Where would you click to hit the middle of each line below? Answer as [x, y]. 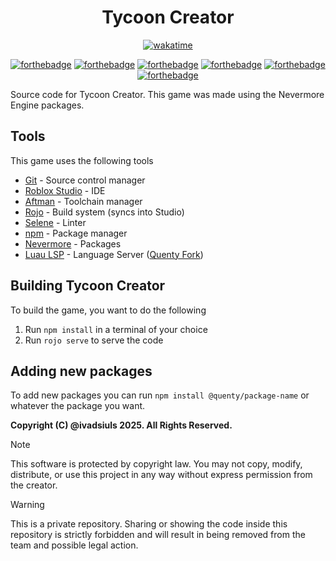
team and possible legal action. [74, 545]
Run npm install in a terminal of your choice [116, 329]
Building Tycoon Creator [88, 286]
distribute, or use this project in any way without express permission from [161, 475]
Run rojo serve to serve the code [94, 340]
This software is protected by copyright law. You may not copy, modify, [156, 464]
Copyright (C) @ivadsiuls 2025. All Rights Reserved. [121, 425]
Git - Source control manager [85, 180]
